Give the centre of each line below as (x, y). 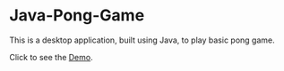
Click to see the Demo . (51, 57)
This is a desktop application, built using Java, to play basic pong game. (142, 40)
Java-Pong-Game (77, 16)
